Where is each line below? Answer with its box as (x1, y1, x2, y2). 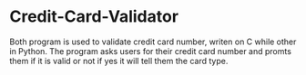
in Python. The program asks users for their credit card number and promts (9, 45, 291, 56)
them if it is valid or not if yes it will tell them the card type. (9, 55, 229, 66)
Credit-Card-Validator (9, 6, 179, 27)
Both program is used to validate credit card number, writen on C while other (9, 36, 297, 47)
